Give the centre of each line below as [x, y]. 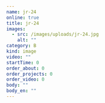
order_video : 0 [25, 79]
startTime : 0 [23, 62]
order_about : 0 [25, 68]
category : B [21, 46]
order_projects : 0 [29, 74]
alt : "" [27, 40]
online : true [23, 18]
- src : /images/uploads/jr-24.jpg [55, 35]
